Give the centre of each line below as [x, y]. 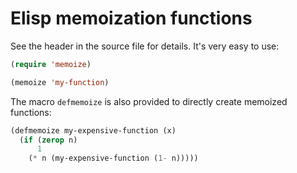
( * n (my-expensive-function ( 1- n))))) [113, 158]
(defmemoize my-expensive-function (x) [93, 130]
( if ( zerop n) [48, 140]
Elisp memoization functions [131, 18]
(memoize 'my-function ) [60, 82]
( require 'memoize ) [51, 64]
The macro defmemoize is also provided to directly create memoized [149, 101]
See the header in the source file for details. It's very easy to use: [145, 46]
